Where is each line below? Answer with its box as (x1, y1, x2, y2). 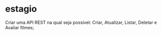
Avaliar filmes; (5, 24, 34, 30)
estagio (5, 3, 37, 15)
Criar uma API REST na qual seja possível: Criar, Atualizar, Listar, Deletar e (5, 19, 157, 25)
